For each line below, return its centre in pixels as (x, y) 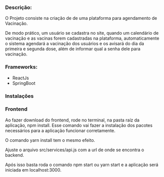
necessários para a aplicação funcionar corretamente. (60, 130)
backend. (15, 155)
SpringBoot (24, 83)
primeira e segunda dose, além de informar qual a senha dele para (73, 49)
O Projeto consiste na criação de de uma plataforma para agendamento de (81, 18)
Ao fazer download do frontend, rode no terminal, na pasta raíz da (72, 120)
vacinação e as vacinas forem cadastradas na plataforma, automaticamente (82, 38)
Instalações (20, 96)
